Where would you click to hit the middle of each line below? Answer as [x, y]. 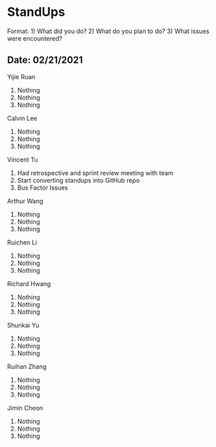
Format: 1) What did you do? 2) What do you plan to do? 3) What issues [108, 31]
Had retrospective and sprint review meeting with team [95, 172]
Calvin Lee [22, 118]
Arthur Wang [25, 201]
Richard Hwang [29, 284]
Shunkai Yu [23, 325]
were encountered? [35, 38]
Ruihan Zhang [27, 366]
